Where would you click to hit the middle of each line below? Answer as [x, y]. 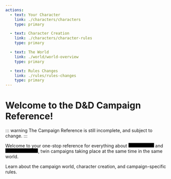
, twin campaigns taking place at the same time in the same [100, 151]
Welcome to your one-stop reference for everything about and [84, 146]
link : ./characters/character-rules [54, 38]
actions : [15, 10]
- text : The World [30, 52]
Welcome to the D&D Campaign [73, 106]
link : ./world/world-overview [47, 57]
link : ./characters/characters [48, 19]
